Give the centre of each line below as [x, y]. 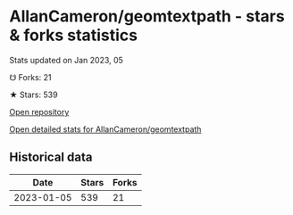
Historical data [51, 157]
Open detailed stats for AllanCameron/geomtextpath [105, 129]
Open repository [39, 112]
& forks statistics [74, 35]
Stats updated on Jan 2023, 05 [66, 60]
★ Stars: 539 [33, 95]
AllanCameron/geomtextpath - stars [147, 17]
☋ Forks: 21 [30, 77]
